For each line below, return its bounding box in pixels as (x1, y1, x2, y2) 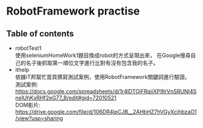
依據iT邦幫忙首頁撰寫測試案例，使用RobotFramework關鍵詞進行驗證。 (15, 73, 190, 80)
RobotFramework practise (6, 4, 141, 18)
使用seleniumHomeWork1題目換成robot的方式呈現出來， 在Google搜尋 (15, 52, 191, 59)
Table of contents (6, 29, 74, 39)
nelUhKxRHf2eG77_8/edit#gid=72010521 (15, 94, 117, 101)
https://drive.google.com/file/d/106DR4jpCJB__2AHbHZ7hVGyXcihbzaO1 (15, 108, 197, 115)
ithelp (15, 66, 30, 73)
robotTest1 (15, 44, 42, 52)
